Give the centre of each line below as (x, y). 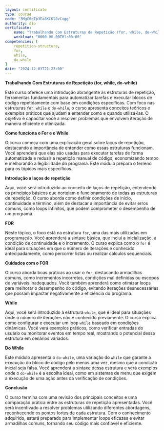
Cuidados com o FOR (27, 263)
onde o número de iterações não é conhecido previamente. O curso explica (81, 317)
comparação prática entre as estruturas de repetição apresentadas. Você (79, 402)
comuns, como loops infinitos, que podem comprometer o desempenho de (80, 208)
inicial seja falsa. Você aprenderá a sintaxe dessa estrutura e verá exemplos (81, 368)
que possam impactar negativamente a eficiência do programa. (69, 293)
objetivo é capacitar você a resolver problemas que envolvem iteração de (79, 118)
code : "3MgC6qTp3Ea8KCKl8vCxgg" (38, 19)
